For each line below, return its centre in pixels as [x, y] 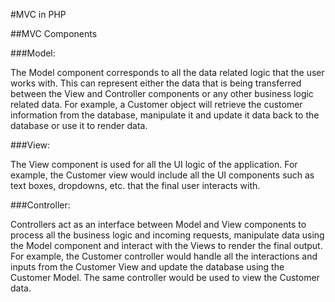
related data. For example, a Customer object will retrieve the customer [156, 104]
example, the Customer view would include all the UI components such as [162, 175]
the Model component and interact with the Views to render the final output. [166, 245]
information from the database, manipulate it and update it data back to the [165, 115]
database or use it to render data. [79, 125]
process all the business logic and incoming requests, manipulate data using [167, 235]
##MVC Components [54, 33]
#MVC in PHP [38, 14]
